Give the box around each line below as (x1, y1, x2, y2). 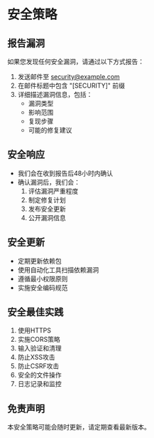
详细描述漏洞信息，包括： (17, 90, 93, 98)
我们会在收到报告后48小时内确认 (17, 169, 114, 177)
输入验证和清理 (17, 344, 62, 353)
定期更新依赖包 (17, 256, 62, 265)
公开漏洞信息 (28, 213, 66, 221)
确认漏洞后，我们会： (17, 177, 80, 186)
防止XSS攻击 (17, 353, 55, 362)
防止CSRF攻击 (17, 362, 60, 370)
